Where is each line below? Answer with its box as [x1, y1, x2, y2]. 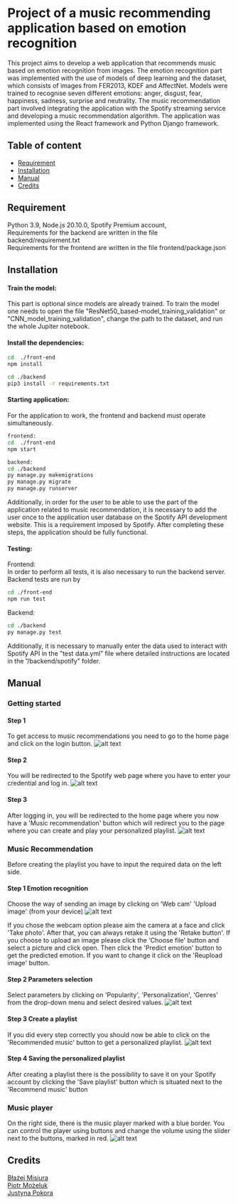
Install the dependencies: [7, 338, 85, 347]
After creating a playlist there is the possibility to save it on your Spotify [7, 1070, 217, 1078]
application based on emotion [7, 20, 187, 36]
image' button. [7, 959, 50, 967]
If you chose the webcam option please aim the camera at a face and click [7, 921, 225, 930]
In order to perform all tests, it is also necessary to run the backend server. [7, 568, 226, 576]
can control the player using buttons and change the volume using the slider [7, 1127, 231, 1135]
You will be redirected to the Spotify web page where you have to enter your [7, 771, 231, 780]
